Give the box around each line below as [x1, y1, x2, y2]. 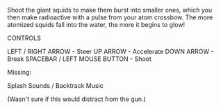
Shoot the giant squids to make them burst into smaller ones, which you [7, 6, 213, 14]
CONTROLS [7, 34, 42, 42]
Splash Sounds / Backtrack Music [7, 82, 104, 89]
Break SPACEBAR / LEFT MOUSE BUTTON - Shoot [7, 55, 152, 63]
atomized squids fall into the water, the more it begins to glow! [7, 21, 186, 28]
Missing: [7, 68, 32, 76]
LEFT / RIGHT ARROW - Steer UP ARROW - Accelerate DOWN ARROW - [7, 48, 214, 55]
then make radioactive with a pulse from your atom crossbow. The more [7, 13, 213, 21]
